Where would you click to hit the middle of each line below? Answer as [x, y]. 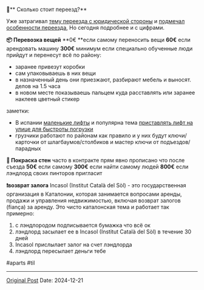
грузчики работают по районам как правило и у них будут [91, 136]
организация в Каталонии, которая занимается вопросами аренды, [94, 194]
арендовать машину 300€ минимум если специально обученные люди [100, 48]
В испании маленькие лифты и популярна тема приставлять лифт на [104, 123]
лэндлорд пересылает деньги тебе [60, 251]
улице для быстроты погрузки [54, 129]
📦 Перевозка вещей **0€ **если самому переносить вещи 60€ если [99, 40]
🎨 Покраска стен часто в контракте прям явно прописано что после [96, 160]
